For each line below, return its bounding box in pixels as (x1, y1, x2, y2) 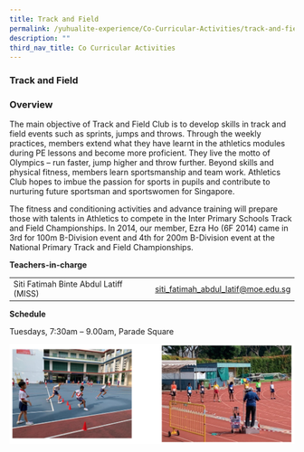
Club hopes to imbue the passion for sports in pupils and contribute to (9, 176, 271, 187)
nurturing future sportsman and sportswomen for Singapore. (9, 186, 235, 197)
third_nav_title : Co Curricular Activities (9, 43, 176, 52)
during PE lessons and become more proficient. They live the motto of (9, 147, 271, 158)
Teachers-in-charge (9, 259, 88, 270)
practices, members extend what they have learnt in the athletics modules (9, 138, 286, 149)
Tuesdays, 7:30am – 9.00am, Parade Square (9, 325, 175, 336)
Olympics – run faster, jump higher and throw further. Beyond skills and (9, 157, 274, 168)
